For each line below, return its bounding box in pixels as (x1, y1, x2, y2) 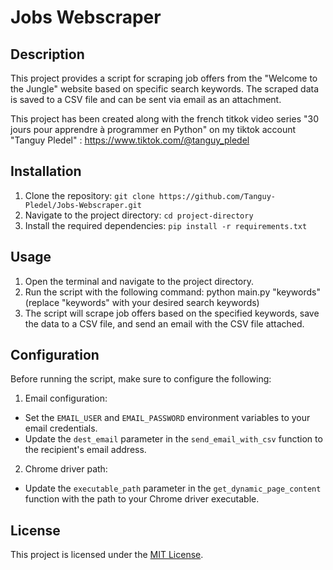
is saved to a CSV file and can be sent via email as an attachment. (10, 94, 282, 105)
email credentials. (24, 422, 98, 435)
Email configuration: (24, 392, 108, 405)
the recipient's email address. (24, 444, 147, 456)
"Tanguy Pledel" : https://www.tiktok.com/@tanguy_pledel (10, 134, 250, 146)
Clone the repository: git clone (24, 189, 155, 201)
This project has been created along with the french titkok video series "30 (10, 113, 320, 125)
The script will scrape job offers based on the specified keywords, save (24, 307, 320, 319)
